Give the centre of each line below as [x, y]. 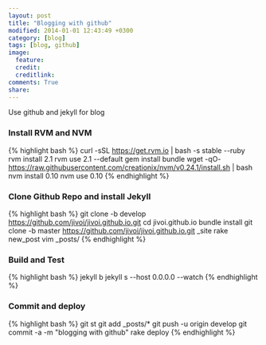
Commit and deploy [47, 306]
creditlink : [35, 75]
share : [19, 90]
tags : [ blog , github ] [44, 45]
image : [19, 53]
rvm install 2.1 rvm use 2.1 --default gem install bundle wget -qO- [115, 159]
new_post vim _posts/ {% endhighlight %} [77, 239]
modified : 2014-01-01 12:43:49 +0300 [71, 30]
